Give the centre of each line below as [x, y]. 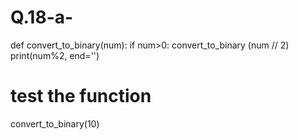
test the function [81, 96]
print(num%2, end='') [55, 55]
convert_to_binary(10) [55, 123]
